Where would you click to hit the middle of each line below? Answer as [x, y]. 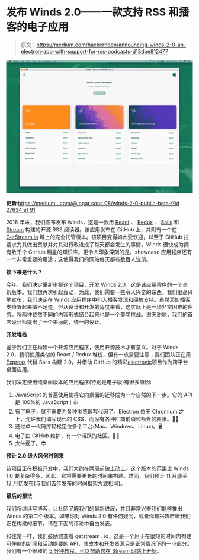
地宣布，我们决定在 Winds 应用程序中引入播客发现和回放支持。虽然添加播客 [98, 300]
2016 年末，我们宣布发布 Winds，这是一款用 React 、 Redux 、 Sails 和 [93, 222]
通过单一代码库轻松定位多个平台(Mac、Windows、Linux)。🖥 [88, 427]
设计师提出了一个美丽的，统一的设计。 [58, 322]
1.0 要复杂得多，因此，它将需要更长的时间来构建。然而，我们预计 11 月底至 [97, 476]
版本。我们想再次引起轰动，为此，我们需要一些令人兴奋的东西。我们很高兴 [102, 292]
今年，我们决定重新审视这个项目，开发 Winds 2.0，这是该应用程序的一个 [94, 285]
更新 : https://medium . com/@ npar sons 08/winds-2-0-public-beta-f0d [93, 204]
